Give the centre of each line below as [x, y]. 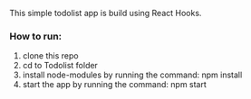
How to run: [36, 36]
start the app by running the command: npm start [114, 85]
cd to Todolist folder [60, 66]
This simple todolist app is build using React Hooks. [106, 13]
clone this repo [50, 56]
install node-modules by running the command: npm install [132, 75]
